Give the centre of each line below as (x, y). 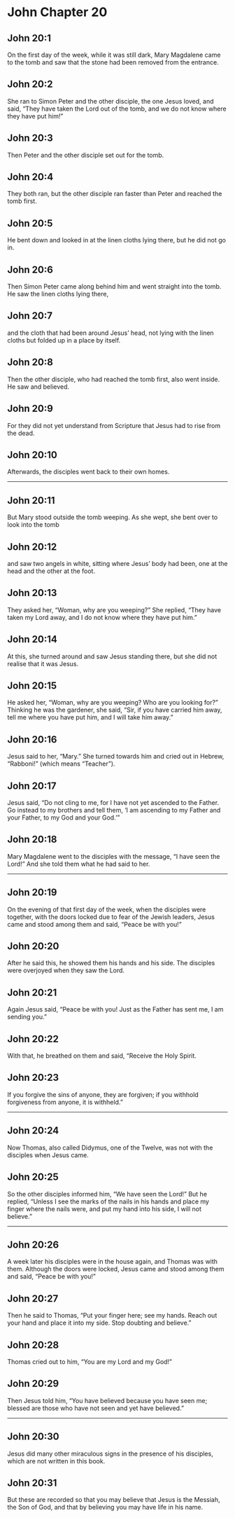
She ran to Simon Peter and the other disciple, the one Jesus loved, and (111, 101)
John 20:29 (33, 1384)
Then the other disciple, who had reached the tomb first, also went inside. (114, 379)
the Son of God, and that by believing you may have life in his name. (105, 1507)
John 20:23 (33, 1078)
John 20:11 (31, 501)
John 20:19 (32, 893)
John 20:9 (30, 409)
